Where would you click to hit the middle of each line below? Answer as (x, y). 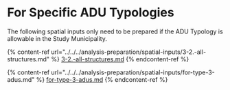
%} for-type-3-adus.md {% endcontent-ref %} (102, 79)
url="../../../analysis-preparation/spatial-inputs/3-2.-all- (129, 52)
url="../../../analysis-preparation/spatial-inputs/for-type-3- (133, 72)
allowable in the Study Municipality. (57, 38)
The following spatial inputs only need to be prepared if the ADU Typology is (115, 31)
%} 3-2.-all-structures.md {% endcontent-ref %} (120, 59)
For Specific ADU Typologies (91, 13)
